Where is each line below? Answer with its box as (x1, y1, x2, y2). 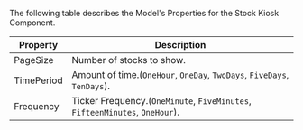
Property (18, 39, 59, 51)
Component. (9, 17, 56, 28)
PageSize (14, 54, 54, 66)
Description (154, 39, 207, 51)
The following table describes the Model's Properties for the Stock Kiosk (9, 8, 280, 18)
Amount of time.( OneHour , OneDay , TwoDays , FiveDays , (71, 69, 289, 80)
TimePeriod (14, 74, 63, 87)
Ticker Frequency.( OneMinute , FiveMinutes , (71, 95, 252, 107)
